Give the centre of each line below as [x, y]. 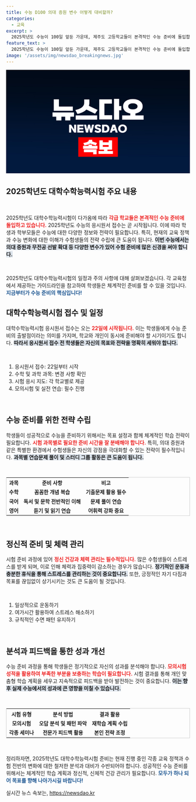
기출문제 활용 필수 [106, 492]
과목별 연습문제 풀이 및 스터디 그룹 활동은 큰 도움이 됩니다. [79, 457]
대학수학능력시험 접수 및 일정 [55, 313]
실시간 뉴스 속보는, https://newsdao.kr [50, 793]
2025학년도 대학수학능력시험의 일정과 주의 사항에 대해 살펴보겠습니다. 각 [89, 278]
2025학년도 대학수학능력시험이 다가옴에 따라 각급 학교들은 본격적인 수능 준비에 [95, 218]
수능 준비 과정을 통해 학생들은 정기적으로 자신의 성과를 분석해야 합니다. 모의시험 [96, 666]
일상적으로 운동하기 [36, 605]
